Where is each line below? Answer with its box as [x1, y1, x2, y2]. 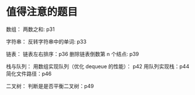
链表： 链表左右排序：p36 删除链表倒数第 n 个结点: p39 [6, 50, 139, 57]
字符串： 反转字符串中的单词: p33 [6, 38, 86, 45]
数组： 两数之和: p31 [6, 26, 55, 33]
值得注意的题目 [6, 5, 78, 19]
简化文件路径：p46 [6, 70, 52, 77]
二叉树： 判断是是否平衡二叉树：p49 [6, 82, 95, 89]
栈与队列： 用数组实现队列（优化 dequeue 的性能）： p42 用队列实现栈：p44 [6, 62, 190, 70]
